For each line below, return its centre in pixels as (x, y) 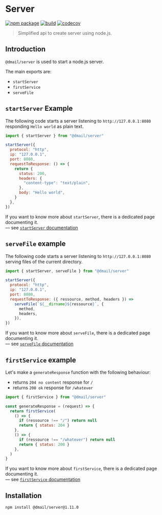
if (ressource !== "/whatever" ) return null (67, 440)
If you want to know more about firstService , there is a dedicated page (81, 469)
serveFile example (36, 244)
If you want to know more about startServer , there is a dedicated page (80, 216)
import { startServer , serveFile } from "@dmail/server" (67, 271)
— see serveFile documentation (40, 344)
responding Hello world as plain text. (44, 126)
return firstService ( (33, 411)
